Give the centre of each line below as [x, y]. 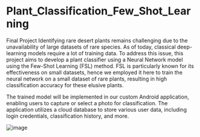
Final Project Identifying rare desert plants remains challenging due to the [97, 40]
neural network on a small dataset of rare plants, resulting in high [86, 79]
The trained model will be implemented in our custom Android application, [98, 97]
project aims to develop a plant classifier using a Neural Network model [95, 59]
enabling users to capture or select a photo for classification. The [87, 103]
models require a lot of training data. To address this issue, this [106, 53]
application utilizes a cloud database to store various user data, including [97, 109]
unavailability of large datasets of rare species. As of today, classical [91, 47]
